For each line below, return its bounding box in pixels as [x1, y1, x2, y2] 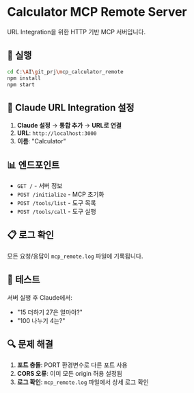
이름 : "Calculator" [16, 137, 66, 145]
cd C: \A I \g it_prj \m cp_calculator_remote [7, 68, 124, 75]
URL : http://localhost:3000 [16, 129, 97, 137]
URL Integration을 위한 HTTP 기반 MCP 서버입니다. [7, 27, 146, 36]
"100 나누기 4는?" [16, 316, 66, 324]
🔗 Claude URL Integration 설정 [7, 102, 135, 113]
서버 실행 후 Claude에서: [7, 293, 73, 302]
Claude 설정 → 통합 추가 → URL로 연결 [16, 121, 122, 130]
